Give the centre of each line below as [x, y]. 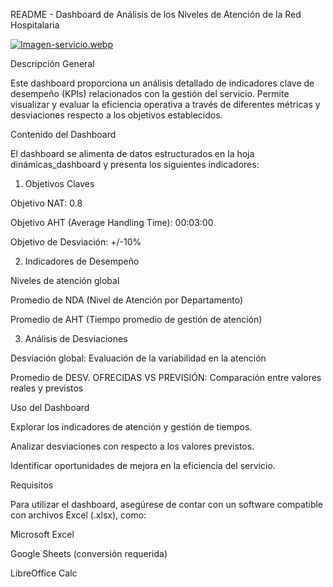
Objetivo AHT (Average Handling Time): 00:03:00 [112, 222]
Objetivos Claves [59, 183]
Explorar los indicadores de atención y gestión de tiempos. [131, 427]
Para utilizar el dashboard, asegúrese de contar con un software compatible [167, 504]
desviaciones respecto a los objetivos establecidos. [116, 115]
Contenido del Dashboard [63, 134]
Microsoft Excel [42, 534]
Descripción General [52, 63]
